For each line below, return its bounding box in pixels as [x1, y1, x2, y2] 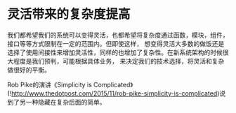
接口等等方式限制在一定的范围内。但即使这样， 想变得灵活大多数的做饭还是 [7, 39, 225, 47]
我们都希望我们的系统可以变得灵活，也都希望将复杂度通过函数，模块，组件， [7, 31, 229, 39]
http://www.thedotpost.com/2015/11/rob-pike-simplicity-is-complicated [11, 89, 218, 98]
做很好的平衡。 [7, 66, 51, 74]
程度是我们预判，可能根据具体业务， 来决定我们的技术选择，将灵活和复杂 [13, 56, 225, 65]
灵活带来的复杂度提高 [7, 6, 131, 22]
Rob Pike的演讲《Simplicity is [7, 80, 93, 89]
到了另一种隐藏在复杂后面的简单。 [7, 98, 106, 106]
